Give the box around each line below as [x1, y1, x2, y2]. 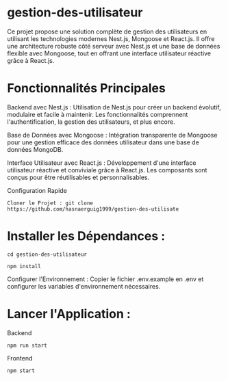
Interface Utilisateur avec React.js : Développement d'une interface [7, 159, 197, 167]
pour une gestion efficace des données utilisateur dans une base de [7, 138, 200, 146]
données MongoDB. [7, 145, 64, 153]
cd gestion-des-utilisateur [7, 251, 88, 258]
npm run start [7, 342, 48, 349]
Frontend [7, 354, 33, 362]
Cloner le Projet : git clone [7, 200, 94, 207]
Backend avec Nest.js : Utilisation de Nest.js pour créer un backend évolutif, [7, 103, 221, 111]
